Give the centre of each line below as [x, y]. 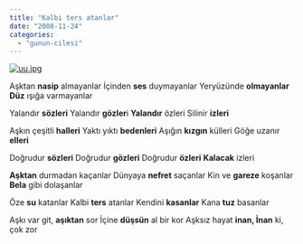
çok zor [24, 230]
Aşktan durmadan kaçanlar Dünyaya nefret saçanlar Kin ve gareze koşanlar [151, 175]
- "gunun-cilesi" [50, 43]
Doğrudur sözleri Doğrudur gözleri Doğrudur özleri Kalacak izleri [132, 158]
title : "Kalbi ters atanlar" [64, 18]
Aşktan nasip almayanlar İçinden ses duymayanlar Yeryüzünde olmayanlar [149, 86]
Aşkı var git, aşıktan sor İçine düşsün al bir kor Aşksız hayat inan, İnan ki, [147, 220]
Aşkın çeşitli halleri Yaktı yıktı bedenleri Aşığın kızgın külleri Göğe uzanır [145, 131]
